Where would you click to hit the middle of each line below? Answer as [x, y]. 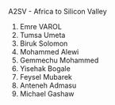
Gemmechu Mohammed [59, 60]
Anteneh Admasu [48, 85]
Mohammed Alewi [49, 52]
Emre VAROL [40, 26]
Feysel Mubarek [46, 77]
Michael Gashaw [47, 94]
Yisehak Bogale [45, 69]
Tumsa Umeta [42, 35]
